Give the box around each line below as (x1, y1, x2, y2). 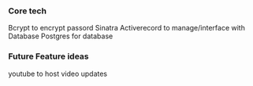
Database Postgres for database (8, 31, 113, 41)
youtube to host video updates (8, 69, 108, 78)
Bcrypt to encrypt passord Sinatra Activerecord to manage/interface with (8, 23, 246, 33)
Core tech (8, 5, 47, 16)
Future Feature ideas (8, 51, 89, 62)
